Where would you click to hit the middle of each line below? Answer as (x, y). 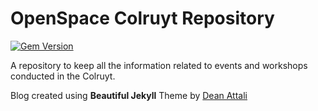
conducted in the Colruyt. (63, 76)
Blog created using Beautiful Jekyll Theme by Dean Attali (129, 95)
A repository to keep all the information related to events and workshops (159, 65)
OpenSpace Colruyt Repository (142, 18)
